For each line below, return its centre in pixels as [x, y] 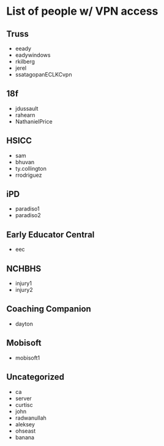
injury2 [24, 290]
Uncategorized [35, 377]
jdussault [27, 108]
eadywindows [33, 55]
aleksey [25, 424]
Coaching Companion [49, 309]
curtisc [24, 404]
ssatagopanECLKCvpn [43, 74]
